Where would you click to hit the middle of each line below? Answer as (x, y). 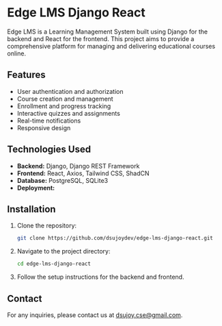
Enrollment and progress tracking (64, 106)
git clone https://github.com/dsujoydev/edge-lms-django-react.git (115, 238)
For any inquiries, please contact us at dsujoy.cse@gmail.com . (95, 315)
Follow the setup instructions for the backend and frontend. (100, 277)
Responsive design (44, 127)
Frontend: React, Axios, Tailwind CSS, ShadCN (83, 173)
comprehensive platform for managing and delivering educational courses (111, 46)
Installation (31, 209)
